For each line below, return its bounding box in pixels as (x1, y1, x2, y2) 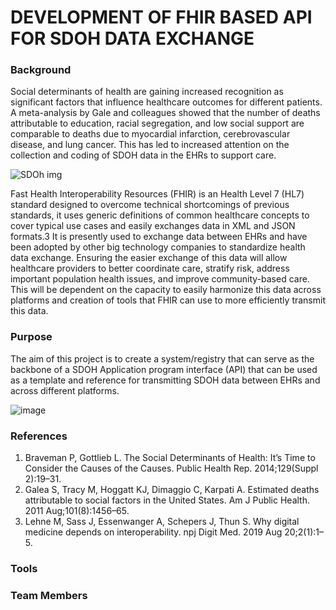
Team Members (10, 588, 88, 602)
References (10, 429, 68, 443)
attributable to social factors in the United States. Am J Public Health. (24, 494, 310, 506)
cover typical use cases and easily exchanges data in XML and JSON (10, 220, 296, 232)
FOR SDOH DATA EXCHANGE (10, 27, 255, 50)
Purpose (10, 330, 53, 344)
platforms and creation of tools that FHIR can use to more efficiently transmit (10, 294, 326, 306)
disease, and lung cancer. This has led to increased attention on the (10, 139, 290, 151)
